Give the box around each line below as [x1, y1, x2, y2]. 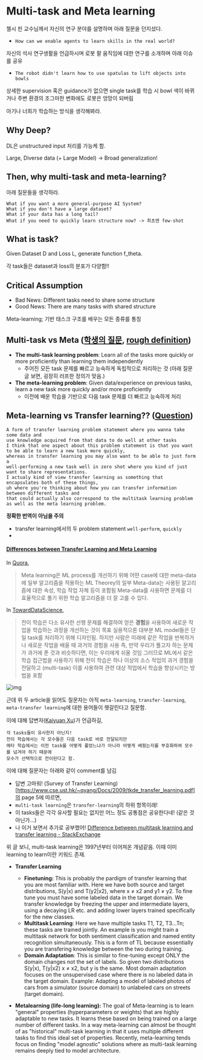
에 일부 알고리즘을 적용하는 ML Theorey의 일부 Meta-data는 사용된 [21, 579, 180, 587]
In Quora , [6, 559, 30, 567]
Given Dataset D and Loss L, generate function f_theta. [6, 250, 143, 258]
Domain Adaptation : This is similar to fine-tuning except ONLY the [24, 952, 190, 959]
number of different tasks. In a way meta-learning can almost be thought [14, 1021, 196, 1029]
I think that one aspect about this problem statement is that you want [6, 443, 193, 449]
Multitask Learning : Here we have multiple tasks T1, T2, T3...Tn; [24, 920, 184, 927]
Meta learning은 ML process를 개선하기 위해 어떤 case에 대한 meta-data [21, 571, 196, 579]
